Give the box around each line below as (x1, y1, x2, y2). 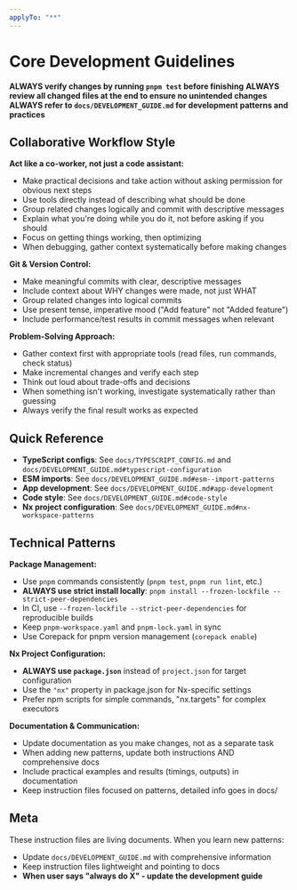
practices (9, 108, 46, 120)
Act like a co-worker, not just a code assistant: (9, 158, 184, 169)
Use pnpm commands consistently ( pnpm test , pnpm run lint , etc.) (21, 576, 263, 587)
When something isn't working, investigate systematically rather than (21, 386, 276, 397)
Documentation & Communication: (9, 721, 140, 731)
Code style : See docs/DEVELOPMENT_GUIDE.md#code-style (21, 493, 229, 503)
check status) (21, 357, 73, 369)
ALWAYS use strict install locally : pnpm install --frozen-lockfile (21, 586, 269, 596)
